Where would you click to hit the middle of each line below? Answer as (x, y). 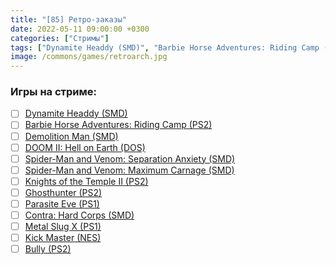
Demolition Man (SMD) (71, 136)
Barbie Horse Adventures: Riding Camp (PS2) (118, 125)
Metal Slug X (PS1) (63, 227)
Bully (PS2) (48, 249)
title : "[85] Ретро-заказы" (69, 19)
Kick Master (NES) (63, 238)
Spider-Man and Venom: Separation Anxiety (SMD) (130, 158)
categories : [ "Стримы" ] (60, 38)
